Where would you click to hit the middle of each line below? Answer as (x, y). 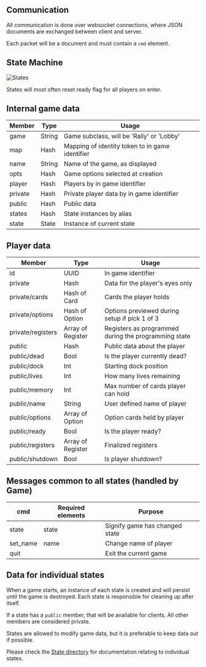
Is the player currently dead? (146, 356)
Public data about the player (145, 346)
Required (71, 508)
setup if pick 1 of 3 (132, 319)
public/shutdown (34, 459)
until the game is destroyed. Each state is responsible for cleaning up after (100, 596)
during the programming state (147, 336)
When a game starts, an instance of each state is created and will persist (98, 590)
